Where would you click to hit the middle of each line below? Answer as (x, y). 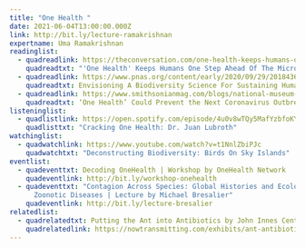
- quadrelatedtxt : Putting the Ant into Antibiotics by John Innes (148, 220)
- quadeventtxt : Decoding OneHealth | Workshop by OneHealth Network (152, 170)
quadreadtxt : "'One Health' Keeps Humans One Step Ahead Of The (150, 69)
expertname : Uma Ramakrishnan (67, 43)
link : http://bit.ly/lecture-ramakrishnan (91, 35)
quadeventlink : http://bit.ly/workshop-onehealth (122, 178)
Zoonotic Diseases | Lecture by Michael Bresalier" (133, 195)
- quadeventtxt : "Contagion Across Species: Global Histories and (146, 187)
